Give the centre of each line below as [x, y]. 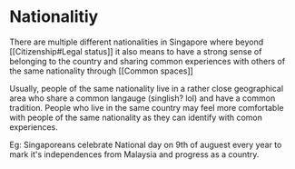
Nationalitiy [54, 17]
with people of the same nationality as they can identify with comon [136, 117]
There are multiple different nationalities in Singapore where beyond [137, 42]
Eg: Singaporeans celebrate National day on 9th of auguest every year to [146, 144]
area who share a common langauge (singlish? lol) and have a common [143, 98]
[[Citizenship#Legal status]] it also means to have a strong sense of [136, 51]
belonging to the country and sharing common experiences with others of [147, 61]
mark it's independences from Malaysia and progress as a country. [134, 154]
